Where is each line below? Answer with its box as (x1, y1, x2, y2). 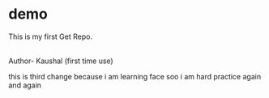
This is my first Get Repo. (8, 32, 93, 41)
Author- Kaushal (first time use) (8, 56, 113, 66)
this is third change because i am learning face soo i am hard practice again (8, 71, 262, 81)
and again (8, 80, 42, 90)
